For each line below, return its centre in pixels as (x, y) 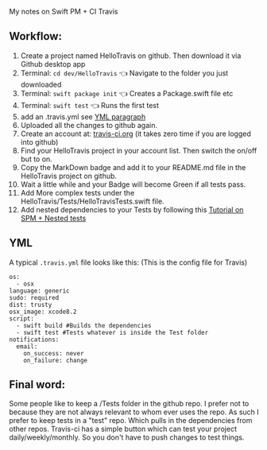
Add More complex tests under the (77, 192)
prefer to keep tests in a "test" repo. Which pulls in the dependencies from (131, 421)
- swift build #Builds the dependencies (84, 325)
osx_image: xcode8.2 (43, 312)
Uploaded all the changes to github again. (89, 125)
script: (22, 318)
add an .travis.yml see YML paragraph (83, 116)
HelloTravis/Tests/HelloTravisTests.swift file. (93, 201)
